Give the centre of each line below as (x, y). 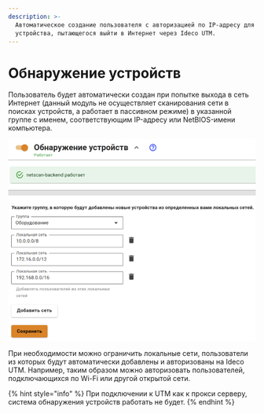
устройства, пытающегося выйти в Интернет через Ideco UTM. (115, 33)
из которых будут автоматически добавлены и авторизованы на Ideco (126, 361)
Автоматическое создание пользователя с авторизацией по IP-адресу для (135, 25)
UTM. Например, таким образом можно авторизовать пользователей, (126, 370)
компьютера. (30, 128)
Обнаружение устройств (95, 73)
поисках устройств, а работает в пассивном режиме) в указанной (120, 112)
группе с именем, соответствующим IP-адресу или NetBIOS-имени (122, 120)
